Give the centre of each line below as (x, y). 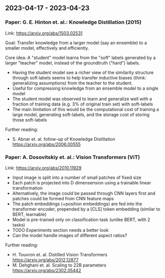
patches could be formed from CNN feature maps (63, 198)
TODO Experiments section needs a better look (60, 230)
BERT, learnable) (29, 214)
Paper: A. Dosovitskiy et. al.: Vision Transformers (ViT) (73, 157)
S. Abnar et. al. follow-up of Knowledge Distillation (64, 139)
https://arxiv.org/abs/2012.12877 (45, 260)
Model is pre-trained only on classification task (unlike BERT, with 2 (81, 220)
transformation (27, 188)
